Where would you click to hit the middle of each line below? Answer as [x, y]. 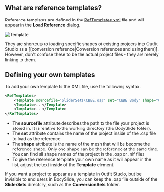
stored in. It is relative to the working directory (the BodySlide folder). [82, 128]
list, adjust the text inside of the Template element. [63, 165]
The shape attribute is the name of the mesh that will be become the [81, 144]
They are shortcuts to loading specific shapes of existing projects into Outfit [81, 44]
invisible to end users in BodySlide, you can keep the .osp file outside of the [81, 179]
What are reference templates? [53, 8]
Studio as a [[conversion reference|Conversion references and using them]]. [82, 49]
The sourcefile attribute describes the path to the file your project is [81, 123]
